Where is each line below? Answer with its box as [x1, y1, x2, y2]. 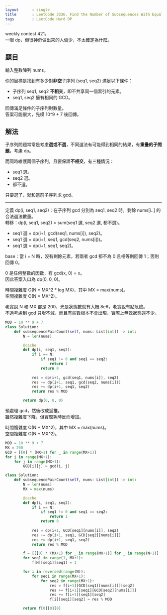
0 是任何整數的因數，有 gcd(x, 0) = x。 [5, 270, 85, 276]
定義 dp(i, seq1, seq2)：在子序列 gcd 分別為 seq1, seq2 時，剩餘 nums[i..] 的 [5, 207, 161, 213]
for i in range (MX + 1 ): [5, 454, 52, 460]
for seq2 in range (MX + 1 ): [40, 578, 94, 583]
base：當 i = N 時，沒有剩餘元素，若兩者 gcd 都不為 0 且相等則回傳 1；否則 [5, 253, 159, 259]
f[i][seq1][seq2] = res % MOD [49, 597, 112, 602]
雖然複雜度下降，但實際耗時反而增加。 [5, 414, 83, 420]
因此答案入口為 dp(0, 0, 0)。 [5, 276, 63, 282]
